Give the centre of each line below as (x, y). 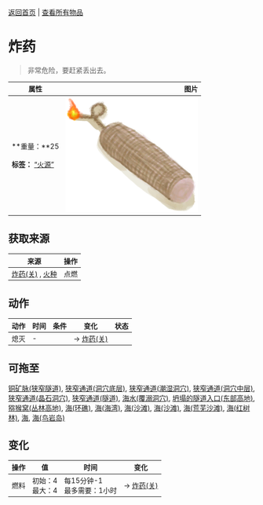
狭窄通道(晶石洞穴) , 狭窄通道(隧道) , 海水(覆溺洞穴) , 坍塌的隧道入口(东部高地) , (131, 398)
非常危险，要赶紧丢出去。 (69, 70)
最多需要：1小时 (91, 490)
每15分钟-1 (84, 480)
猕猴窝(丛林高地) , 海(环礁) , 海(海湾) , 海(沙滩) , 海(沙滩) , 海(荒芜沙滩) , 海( (122, 408)
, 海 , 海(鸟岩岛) (41, 418)
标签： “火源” (33, 165)
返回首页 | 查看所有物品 (46, 12)
